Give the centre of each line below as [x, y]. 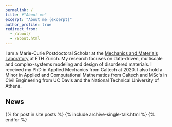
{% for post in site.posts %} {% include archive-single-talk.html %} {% [80, 114]
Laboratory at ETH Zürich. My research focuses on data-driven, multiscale [84, 58]
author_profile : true [28, 24]
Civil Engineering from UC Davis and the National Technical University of [82, 80]
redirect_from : [22, 29]
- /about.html [25, 39]
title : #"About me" [26, 15]
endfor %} [16, 120]
